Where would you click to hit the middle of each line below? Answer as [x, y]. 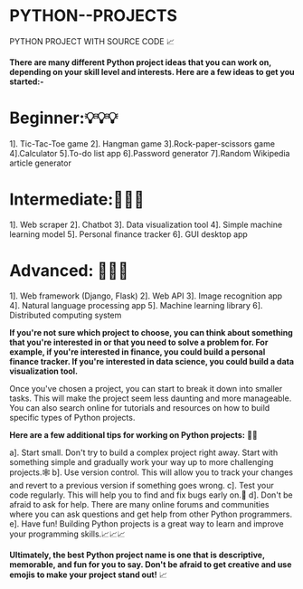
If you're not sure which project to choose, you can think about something [151, 332]
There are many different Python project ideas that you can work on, [140, 62]
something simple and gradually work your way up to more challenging [142, 461]
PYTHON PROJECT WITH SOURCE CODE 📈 [92, 41]
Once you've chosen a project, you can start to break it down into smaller [146, 388]
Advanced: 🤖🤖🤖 [69, 271]
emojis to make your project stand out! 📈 [88, 575]
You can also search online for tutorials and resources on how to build [140, 407]
